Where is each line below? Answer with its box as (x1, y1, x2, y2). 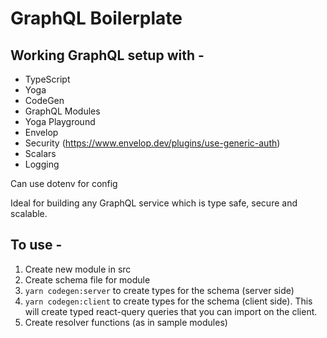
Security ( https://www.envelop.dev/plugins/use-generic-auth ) (24, 137, 281, 149)
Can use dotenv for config (10, 178, 118, 189)
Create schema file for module (24, 273, 151, 286)
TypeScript (24, 73, 71, 85)
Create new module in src (24, 263, 132, 275)
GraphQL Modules (24, 105, 101, 117)
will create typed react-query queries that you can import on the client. (24, 305, 318, 317)
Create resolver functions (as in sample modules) (24, 316, 228, 328)
